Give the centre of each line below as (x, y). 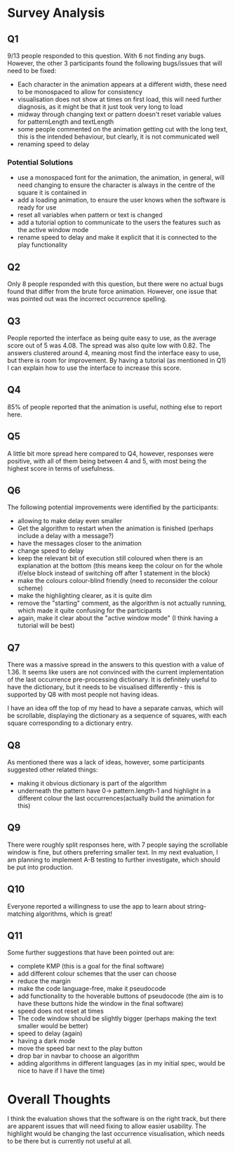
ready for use (37, 207)
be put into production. (40, 867)
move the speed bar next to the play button (80, 1049)
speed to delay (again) (50, 1033)
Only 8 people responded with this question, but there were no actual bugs (115, 284)
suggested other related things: (53, 769)
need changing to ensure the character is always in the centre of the (116, 185)
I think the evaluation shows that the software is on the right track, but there (117, 1119)
